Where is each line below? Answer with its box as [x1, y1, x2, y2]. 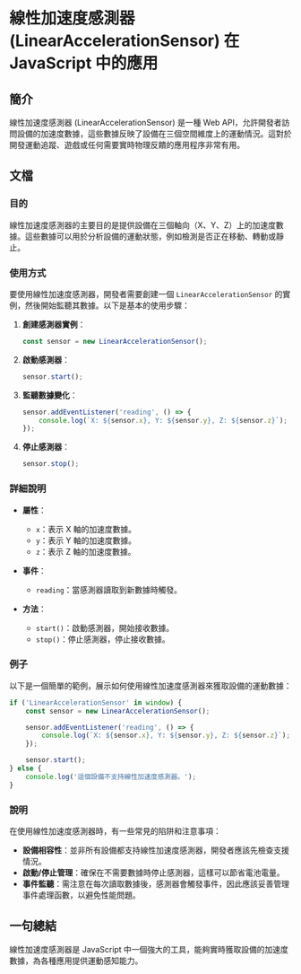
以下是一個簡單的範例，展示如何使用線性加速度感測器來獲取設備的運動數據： [9, 680, 292, 691]
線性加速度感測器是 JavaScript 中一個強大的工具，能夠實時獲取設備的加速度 [9, 943, 289, 954]
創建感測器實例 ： [21, 319, 86, 329]
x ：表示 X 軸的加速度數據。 [35, 523, 137, 534]
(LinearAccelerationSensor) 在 [9, 31, 240, 51]
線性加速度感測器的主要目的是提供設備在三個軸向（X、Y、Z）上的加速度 [9, 219, 276, 230]
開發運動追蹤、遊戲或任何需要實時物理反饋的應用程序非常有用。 [9, 140, 245, 150]
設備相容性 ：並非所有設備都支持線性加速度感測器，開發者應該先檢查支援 [21, 845, 289, 856]
